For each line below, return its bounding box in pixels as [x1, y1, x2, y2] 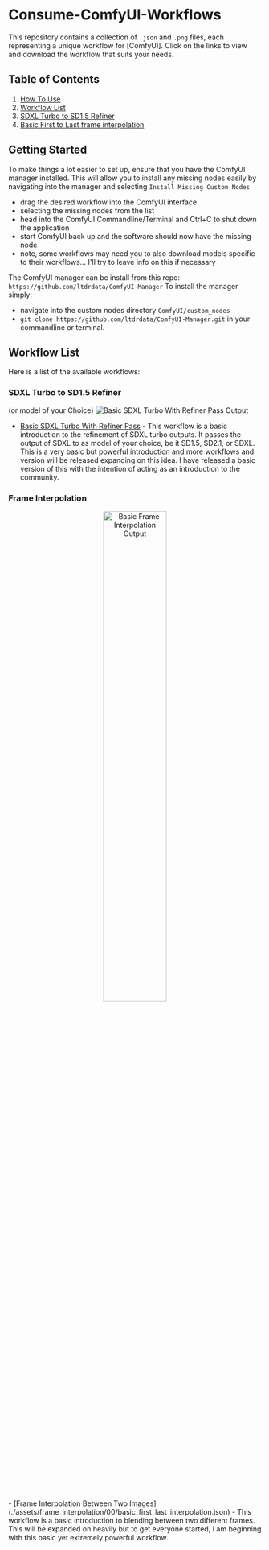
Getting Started [8, 143, 88, 157]
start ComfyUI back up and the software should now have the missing [19, 231, 251, 241]
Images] [129, 1498, 157, 1508]
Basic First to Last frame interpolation [19, 119, 145, 130]
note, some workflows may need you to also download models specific [19, 248, 255, 258]
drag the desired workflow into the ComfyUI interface [19, 197, 198, 207]
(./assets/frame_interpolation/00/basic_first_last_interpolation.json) [8, 1507, 230, 1516]
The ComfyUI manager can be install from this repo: [8, 272, 181, 282]
